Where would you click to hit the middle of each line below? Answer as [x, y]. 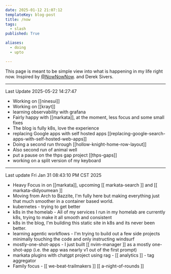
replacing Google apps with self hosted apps [60, 133]
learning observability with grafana [49, 112]
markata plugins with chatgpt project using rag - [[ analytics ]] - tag [83, 255]
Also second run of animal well [45, 149]
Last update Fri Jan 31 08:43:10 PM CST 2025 [53, 175]
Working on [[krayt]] [34, 106]
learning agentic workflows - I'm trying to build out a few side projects [86, 233]
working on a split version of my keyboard [56, 160]
